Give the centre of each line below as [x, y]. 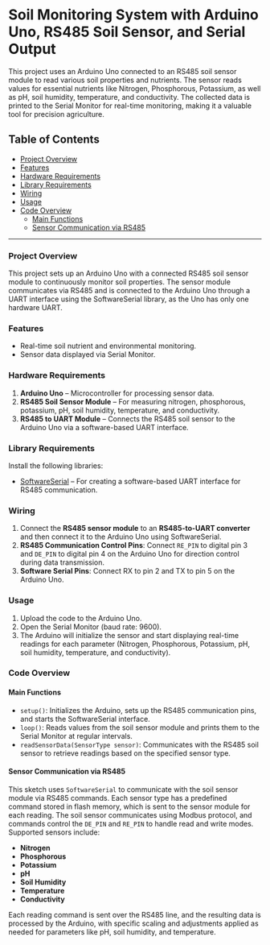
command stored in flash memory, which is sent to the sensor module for [129, 806]
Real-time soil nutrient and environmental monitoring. [108, 346]
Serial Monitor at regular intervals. [76, 736]
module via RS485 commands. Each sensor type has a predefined [118, 798]
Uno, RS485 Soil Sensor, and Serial [127, 32]
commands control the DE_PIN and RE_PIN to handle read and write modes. [131, 823]
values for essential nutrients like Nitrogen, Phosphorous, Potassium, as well [135, 88]
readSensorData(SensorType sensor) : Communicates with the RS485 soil [139, 744]
